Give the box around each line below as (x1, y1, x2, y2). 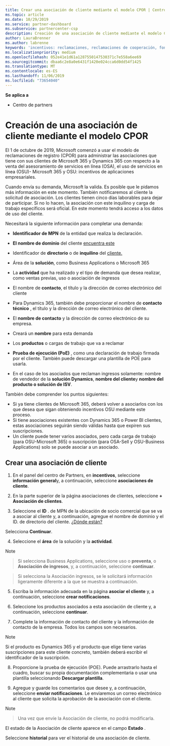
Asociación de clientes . (12, 498, 63, 504)
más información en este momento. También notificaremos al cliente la (5, 189, 153, 195)
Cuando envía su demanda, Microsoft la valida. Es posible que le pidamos (5, 183, 159, 190)
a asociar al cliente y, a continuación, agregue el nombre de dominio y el (12, 513, 164, 519)
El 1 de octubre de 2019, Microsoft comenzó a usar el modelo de (5, 147, 139, 153)
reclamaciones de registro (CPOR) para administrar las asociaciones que (5, 152, 157, 159)
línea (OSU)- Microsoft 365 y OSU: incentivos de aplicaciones (5, 168, 134, 175)
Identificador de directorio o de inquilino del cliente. (12, 250, 122, 256)
